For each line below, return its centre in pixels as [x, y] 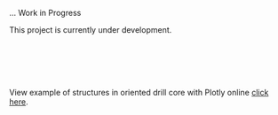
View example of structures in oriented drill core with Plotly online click [139, 92]
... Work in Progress [45, 13]
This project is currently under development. [91, 30]
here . [19, 102]
